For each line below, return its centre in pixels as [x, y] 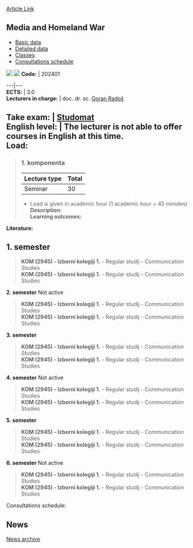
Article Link [20, 9]
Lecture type [43, 179]
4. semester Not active [35, 378]
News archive [23, 539]
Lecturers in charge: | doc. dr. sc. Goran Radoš [65, 98]
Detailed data [31, 48]
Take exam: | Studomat [50, 117]
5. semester [22, 420]
